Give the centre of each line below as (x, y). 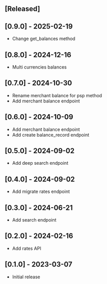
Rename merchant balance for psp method (57, 95)
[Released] (22, 9)
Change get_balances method (44, 39)
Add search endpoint (34, 220)
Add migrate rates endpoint (41, 191)
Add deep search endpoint (40, 163)
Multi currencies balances (39, 67)
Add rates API (26, 248)
